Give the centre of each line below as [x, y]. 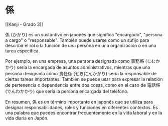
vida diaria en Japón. [27, 118]
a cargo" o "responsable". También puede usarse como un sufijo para [77, 40]
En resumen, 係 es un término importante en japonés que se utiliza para [79, 102]
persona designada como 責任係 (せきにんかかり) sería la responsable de [81, 73]
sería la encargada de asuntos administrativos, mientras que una [83, 67]
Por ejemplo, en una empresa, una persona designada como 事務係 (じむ [80, 61]
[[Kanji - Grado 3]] [24, 24]
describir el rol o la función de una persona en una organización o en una [81, 45]
